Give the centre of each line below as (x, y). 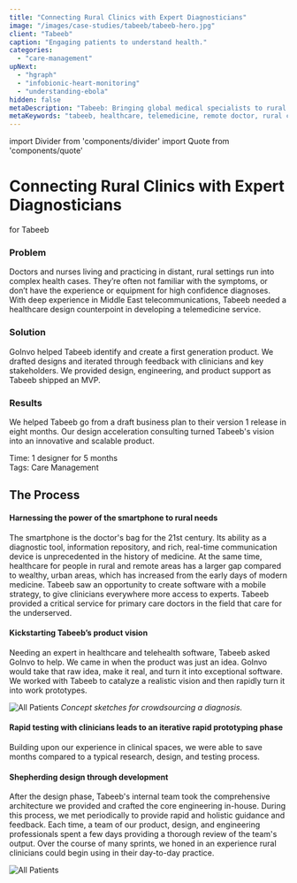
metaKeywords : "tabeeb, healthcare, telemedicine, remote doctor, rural (146, 116)
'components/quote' (46, 150)
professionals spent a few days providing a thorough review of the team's (143, 834)
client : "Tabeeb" (41, 34)
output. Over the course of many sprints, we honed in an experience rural (143, 844)
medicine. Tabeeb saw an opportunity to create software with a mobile (138, 584)
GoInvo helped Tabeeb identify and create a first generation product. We (141, 351)
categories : (31, 50)
